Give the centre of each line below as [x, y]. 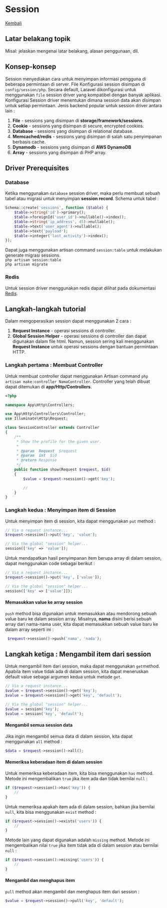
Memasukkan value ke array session [44, 602]
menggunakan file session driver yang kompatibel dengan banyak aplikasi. [83, 95]
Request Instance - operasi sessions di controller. [64, 331]
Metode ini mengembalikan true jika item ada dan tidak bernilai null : [76, 778]
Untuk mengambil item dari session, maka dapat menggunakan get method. [82, 666]
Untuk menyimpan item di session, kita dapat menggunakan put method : [80, 521]
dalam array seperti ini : [29, 629]
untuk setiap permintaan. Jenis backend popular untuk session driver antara [84, 105]
